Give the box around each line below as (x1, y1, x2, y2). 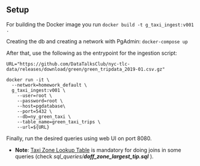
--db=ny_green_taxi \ (17, 114, 71, 120)
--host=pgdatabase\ (17, 103, 66, 109)
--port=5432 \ (17, 108, 52, 114)
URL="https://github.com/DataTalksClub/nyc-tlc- (6, 61, 130, 67)
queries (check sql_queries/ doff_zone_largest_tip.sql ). (14, 153, 154, 160)
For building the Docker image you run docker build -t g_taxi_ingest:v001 (6, 20, 194, 28)
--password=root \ (17, 97, 63, 104)
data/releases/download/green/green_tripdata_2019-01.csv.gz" (6, 66, 165, 72)
